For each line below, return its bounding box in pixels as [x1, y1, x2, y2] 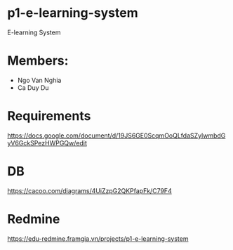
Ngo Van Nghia [17, 76, 62, 84]
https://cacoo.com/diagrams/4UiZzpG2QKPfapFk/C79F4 [7, 186, 172, 195]
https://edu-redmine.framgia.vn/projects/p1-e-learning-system [7, 234, 189, 243]
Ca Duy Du [17, 83, 49, 92]
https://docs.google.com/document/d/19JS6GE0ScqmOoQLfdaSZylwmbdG [7, 131, 226, 140]
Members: [7, 53, 69, 69]
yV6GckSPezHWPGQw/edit [7, 138, 88, 147]
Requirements [7, 108, 91, 124]
